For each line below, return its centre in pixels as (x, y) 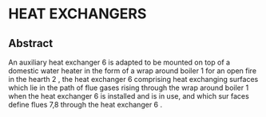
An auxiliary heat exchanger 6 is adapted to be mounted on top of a (119, 62)
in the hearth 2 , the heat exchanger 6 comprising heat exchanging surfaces (133, 79)
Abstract (31, 43)
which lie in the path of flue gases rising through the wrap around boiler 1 (129, 88)
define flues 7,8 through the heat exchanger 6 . (85, 105)
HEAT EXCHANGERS (77, 14)
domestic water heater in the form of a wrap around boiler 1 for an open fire (133, 71)
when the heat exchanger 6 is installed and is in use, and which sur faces (129, 96)
